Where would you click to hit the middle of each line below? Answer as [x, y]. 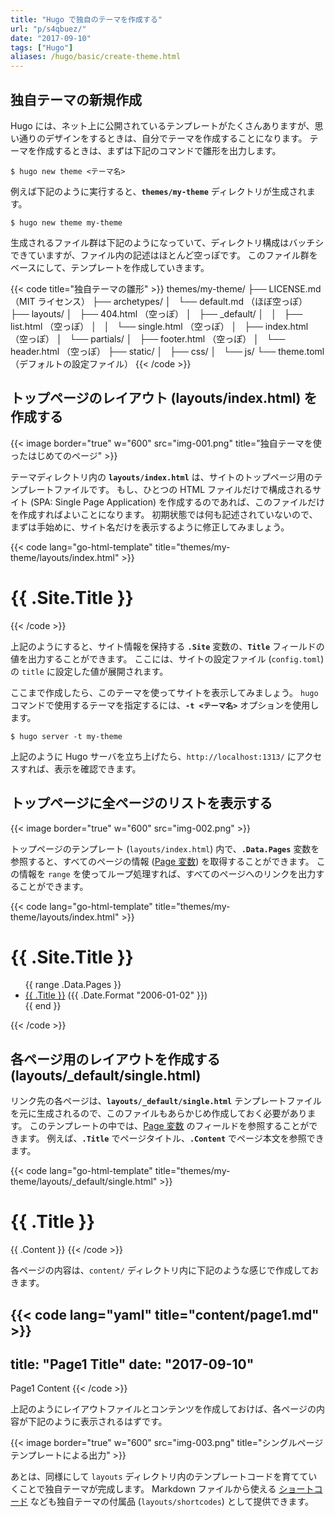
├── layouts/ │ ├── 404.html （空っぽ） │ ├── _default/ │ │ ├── [156, 313]
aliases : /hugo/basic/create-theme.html [96, 57]
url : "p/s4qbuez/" [48, 29]
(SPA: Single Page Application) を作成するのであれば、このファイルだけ [177, 502]
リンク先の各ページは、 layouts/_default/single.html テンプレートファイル [166, 1101]
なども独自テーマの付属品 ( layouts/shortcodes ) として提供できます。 [172, 1502]
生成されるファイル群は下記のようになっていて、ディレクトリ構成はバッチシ [167, 242]
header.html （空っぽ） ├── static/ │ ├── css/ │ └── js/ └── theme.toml [167, 351]
